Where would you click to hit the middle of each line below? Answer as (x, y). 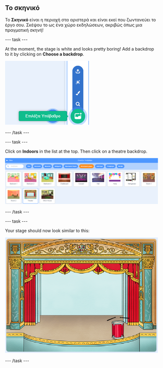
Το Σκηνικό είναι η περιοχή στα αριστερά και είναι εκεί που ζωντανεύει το (81, 19)
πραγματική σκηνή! (24, 30)
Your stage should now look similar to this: (47, 230)
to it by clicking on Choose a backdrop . (45, 54)
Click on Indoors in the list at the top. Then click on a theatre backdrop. (76, 151)
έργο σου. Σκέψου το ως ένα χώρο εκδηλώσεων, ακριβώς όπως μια (74, 25)
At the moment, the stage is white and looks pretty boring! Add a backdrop (80, 49)
